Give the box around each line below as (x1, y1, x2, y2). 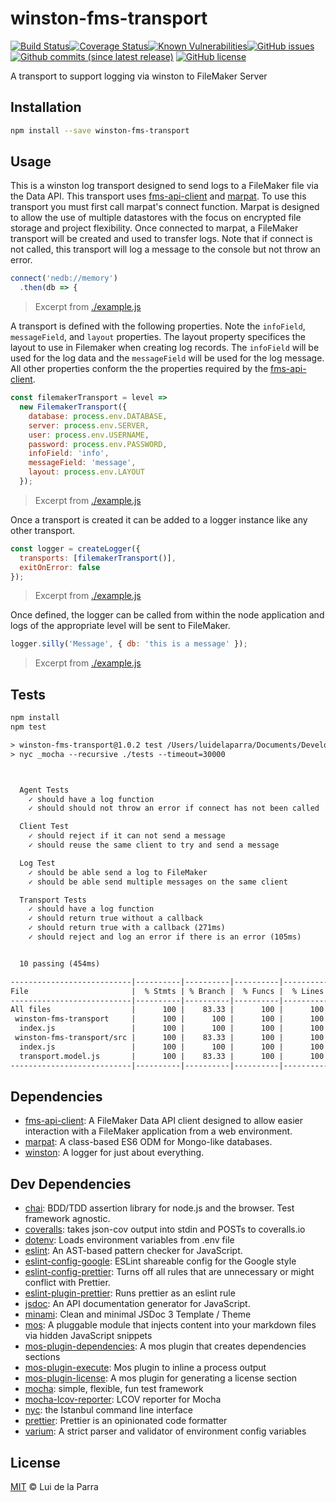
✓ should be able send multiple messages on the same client (28, 877, 288, 887)
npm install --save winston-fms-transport (10, 125, 190, 136)
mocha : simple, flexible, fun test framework (24, 1383, 204, 1395)
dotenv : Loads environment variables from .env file (24, 1234, 235, 1246)
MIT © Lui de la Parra (10, 1480, 99, 1492)
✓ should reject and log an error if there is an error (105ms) (28, 932, 302, 942)
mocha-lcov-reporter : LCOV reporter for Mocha (24, 1393, 222, 1406)
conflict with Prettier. (24, 1277, 111, 1289)
